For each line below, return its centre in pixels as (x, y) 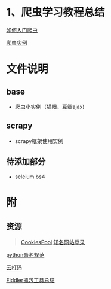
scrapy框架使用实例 (39, 141)
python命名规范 (25, 254)
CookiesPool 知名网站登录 (53, 242)
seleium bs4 (30, 177)
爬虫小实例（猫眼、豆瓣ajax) (50, 107)
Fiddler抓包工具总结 (30, 280)
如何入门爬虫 (22, 30)
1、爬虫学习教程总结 (56, 12)
